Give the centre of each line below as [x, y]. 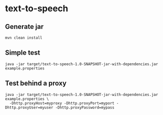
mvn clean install [24, 38]
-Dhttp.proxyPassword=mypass [85, 107]
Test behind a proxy [36, 83]
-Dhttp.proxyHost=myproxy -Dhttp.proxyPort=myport [62, 103]
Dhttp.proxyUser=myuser [29, 107]
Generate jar [24, 27]
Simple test [23, 53]
